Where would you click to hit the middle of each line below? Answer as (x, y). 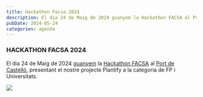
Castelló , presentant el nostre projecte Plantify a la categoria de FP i (91, 70)
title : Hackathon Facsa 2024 (43, 12)
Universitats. (22, 76)
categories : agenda (31, 29)
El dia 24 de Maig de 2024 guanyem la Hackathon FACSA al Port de (90, 63)
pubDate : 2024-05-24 (32, 23)
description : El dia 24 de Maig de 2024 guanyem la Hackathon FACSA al (98, 18)
